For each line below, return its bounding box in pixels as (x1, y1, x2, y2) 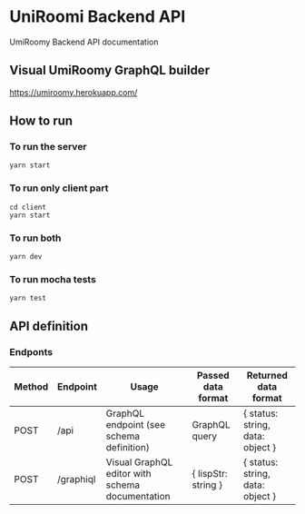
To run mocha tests (9, 272, 97, 285)
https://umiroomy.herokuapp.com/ (9, 86, 138, 97)
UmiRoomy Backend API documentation (9, 36, 159, 47)
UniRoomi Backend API (9, 6, 186, 27)
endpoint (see (105, 419, 166, 431)
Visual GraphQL (105, 456, 173, 469)
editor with (105, 468, 152, 480)
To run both (9, 232, 62, 244)
